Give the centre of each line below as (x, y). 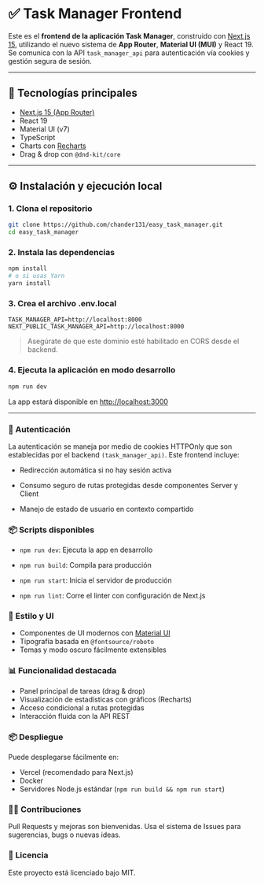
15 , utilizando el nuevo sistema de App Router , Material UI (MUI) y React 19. (131, 44)
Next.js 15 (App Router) (57, 112)
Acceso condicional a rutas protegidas (82, 707)
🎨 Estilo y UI (31, 617)
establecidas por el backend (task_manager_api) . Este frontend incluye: (124, 454)
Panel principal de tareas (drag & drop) (82, 691)
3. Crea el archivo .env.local (62, 304)
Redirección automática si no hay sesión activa (95, 470)
